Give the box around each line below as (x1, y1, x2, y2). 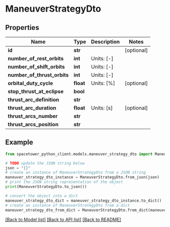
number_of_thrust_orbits (8, 71, 69, 79)
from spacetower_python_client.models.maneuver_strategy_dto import (5, 152, 153, 157)
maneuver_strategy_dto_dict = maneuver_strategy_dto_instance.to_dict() (5, 198, 162, 203)
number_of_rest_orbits (8, 55, 64, 62)
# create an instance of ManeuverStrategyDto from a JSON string (5, 170, 146, 175)
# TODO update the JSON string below (5, 161, 85, 166)
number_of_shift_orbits (8, 63, 65, 70)
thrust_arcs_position (8, 121, 59, 128)
